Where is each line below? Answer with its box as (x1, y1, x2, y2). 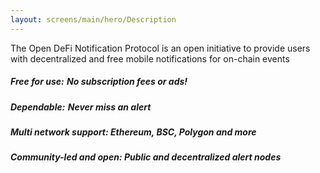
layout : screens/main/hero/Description (10, 14, 177, 25)
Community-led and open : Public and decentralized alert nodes (10, 151, 282, 163)
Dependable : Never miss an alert (10, 101, 152, 113)
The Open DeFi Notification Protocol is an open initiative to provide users (10, 42, 311, 54)
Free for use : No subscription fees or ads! (10, 76, 188, 88)
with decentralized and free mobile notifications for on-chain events (10, 52, 290, 65)
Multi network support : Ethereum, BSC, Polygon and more (10, 126, 257, 138)
